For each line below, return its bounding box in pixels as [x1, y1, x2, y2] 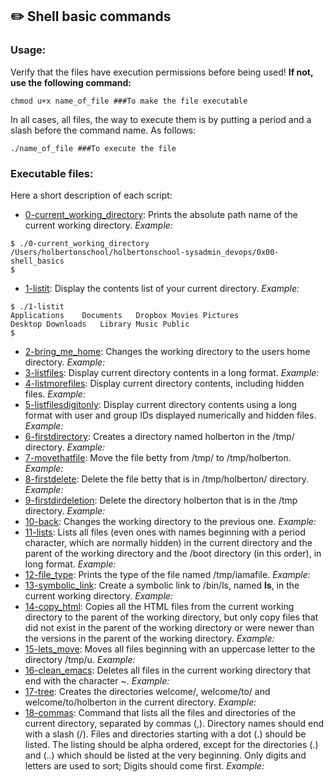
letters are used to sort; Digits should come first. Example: [24, 759, 265, 772]
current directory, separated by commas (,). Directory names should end [24, 717, 325, 729]
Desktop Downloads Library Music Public [10, 319, 190, 329]
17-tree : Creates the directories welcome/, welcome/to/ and [24, 685, 271, 697]
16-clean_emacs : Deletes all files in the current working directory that [24, 664, 312, 676]
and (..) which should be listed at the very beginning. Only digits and [24, 749, 307, 761]
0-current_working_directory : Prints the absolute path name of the [24, 208, 298, 220]
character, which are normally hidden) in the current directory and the [24, 536, 313, 548]
